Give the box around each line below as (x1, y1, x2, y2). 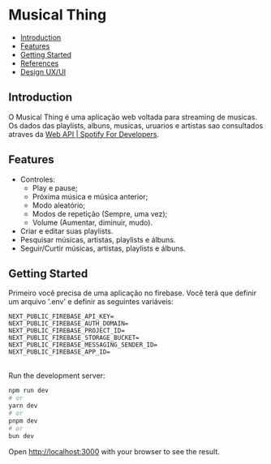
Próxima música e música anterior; (32, 191, 148, 201)
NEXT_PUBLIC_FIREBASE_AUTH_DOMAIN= (8, 320, 129, 328)
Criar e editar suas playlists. (19, 226, 114, 236)
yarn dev (8, 402, 38, 410)
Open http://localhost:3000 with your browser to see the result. (8, 446, 221, 456)
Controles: (19, 174, 55, 184)
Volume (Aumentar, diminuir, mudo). (32, 217, 153, 227)
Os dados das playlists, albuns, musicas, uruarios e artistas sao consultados (8, 120, 264, 131)
